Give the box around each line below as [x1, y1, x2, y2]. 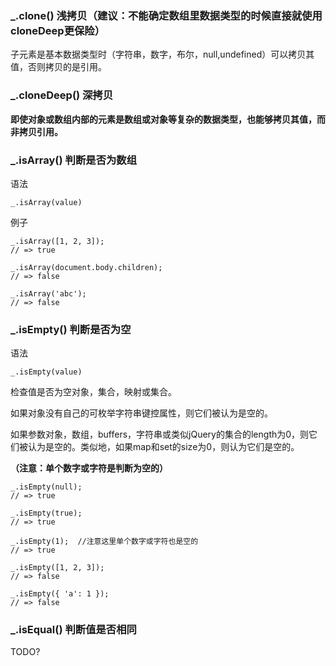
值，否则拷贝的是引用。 [10, 61, 107, 73]
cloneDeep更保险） [10, 23, 106, 37]
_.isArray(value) [10, 197, 83, 207]
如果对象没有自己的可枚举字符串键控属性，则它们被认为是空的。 [10, 407, 273, 419]
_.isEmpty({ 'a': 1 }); [10, 589, 110, 599]
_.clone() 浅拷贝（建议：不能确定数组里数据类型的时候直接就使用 [10, 8, 323, 22]
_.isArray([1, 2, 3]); [10, 236, 105, 246]
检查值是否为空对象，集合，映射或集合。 [10, 386, 177, 398]
